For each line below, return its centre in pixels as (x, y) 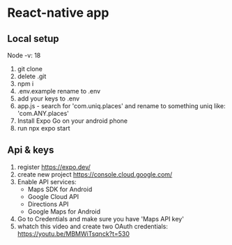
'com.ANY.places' (43, 113)
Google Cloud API (53, 196)
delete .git (32, 76)
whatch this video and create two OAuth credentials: (93, 226)
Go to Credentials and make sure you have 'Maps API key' (101, 218)
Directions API (48, 204)
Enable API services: (47, 181)
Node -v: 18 (24, 55)
